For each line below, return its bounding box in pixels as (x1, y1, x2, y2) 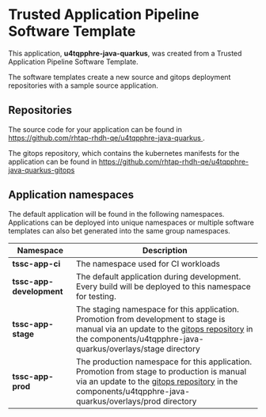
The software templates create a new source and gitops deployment (8, 72, 231, 82)
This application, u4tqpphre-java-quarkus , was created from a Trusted (8, 48, 242, 58)
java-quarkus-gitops (8, 165, 75, 175)
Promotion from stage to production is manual (76, 366, 247, 377)
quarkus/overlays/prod (76, 396, 161, 407)
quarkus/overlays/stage (76, 343, 165, 354)
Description (142, 245, 188, 256)
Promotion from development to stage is (76, 313, 226, 324)
